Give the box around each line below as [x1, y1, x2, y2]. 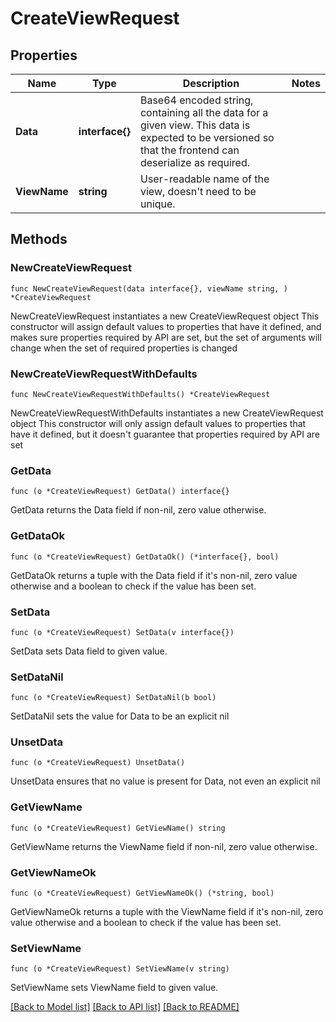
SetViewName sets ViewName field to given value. [10, 982, 219, 994]
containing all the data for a [139, 106, 269, 119]
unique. [139, 197, 176, 211]
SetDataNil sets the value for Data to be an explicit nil [10, 710, 230, 722]
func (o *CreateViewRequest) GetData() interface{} [10, 487, 230, 497]
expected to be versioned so [139, 131, 275, 144]
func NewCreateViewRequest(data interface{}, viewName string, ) [10, 283, 288, 294]
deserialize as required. [139, 156, 251, 169]
